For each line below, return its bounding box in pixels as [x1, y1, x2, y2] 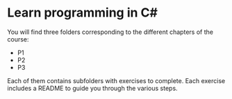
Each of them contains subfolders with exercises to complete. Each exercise [7, 76, 226, 84]
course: [7, 35, 29, 43]
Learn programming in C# [7, 5, 158, 21]
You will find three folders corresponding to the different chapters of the [7, 28, 214, 36]
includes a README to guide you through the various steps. [7, 84, 179, 92]
